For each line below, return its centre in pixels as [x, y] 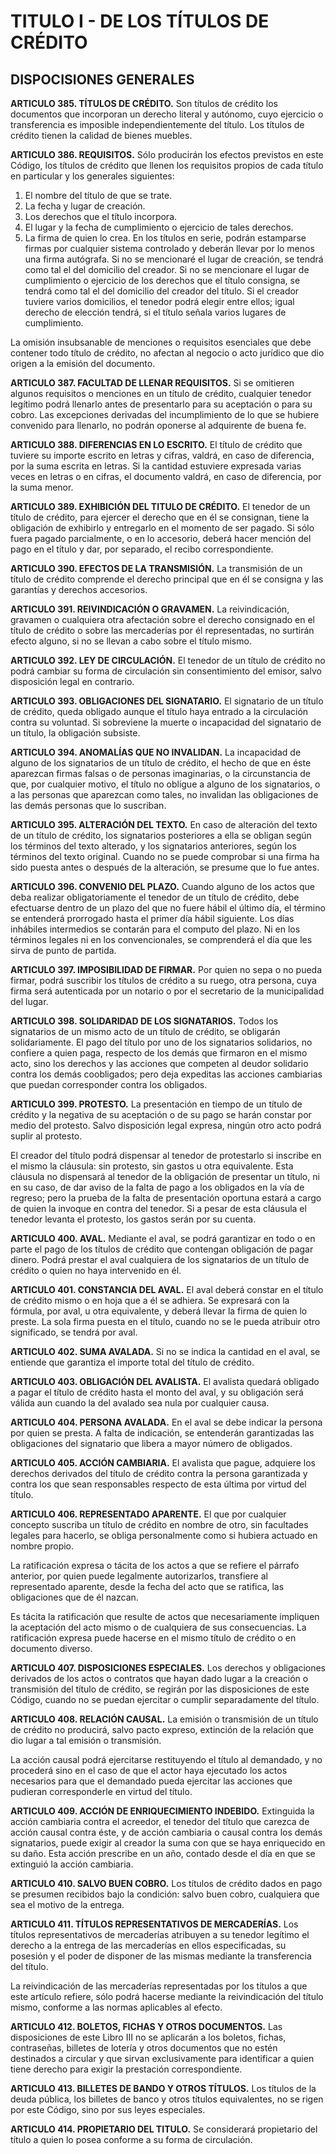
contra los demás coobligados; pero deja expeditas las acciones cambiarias [166, 1074]
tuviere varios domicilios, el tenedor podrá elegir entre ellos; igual [159, 301]
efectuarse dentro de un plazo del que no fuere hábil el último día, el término [168, 908]
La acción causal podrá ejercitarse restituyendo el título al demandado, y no [166, 1759]
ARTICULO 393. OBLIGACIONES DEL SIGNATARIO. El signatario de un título [167, 701]
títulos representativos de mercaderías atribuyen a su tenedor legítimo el [160, 1934]
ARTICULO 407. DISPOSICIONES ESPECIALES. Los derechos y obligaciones [168, 1668]
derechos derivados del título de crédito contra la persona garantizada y [159, 1473]
